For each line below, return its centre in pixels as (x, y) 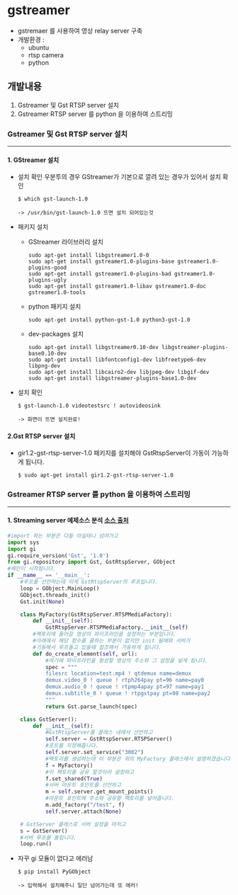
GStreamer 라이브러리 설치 (66, 242)
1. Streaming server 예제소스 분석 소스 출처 (68, 520)
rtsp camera (46, 55)
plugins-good (47, 268)
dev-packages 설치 (56, 334)
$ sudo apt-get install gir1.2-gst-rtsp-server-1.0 (95, 475)
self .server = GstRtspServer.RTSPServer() (109, 739)
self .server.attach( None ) (83, 811)
